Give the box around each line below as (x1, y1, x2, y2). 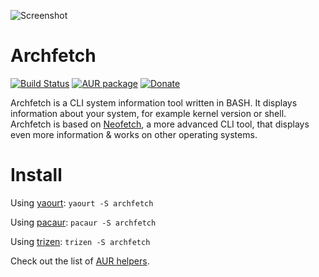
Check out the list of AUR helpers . (10, 255, 150, 267)
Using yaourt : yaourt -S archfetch (10, 196, 154, 209)
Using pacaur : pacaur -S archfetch (10, 216, 157, 228)
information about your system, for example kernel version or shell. (10, 107, 287, 119)
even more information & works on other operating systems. (10, 128, 258, 140)
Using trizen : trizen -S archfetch (10, 235, 151, 247)
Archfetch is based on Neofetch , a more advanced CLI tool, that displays (10, 118, 310, 130)
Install (10, 164, 63, 187)
